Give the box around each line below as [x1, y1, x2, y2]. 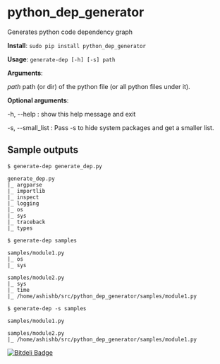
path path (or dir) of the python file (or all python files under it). [7, 82, 190, 90]
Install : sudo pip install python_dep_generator [7, 41, 147, 49]
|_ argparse [7, 181, 42, 188]
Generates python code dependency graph [7, 28, 133, 36]
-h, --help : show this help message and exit [7, 110, 136, 118]
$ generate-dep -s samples [7, 305, 87, 312]
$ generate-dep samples [7, 237, 78, 244]
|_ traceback [7, 218, 46, 225]
